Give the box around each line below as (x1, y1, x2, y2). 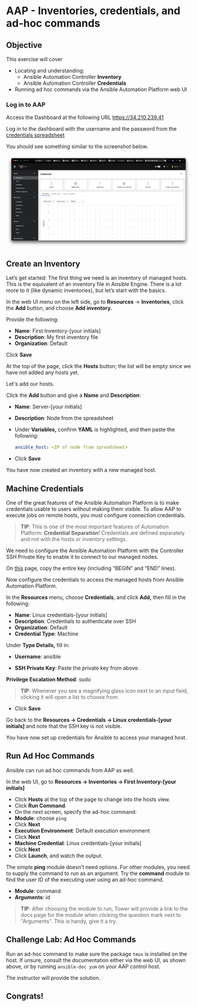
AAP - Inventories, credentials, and (6, 4, 181, 18)
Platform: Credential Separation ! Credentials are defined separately (20, 529, 185, 536)
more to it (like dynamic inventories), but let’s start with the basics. (6, 287, 167, 294)
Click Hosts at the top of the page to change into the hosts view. (14, 796, 171, 803)
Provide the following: (6, 316, 59, 323)
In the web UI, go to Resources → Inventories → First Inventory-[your (6, 778, 176, 785)
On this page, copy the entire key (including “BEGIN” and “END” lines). (6, 565, 176, 572)
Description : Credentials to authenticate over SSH (14, 618, 137, 625)
